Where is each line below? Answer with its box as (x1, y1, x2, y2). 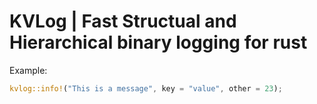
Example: (9, 64, 48, 76)
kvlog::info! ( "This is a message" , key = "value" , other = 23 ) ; (9, 83, 283, 94)
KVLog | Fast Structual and (9, 10, 237, 33)
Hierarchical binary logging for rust (9, 31, 308, 54)
